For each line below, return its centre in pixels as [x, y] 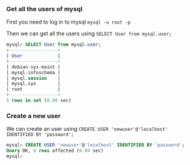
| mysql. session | [33, 78]
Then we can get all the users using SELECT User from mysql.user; [89, 34]
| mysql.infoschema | [33, 73]
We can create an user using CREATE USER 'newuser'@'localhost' [87, 129]
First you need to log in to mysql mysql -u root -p [68, 22]
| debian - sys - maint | [33, 67]
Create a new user [33, 116]
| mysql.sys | [33, 84]
